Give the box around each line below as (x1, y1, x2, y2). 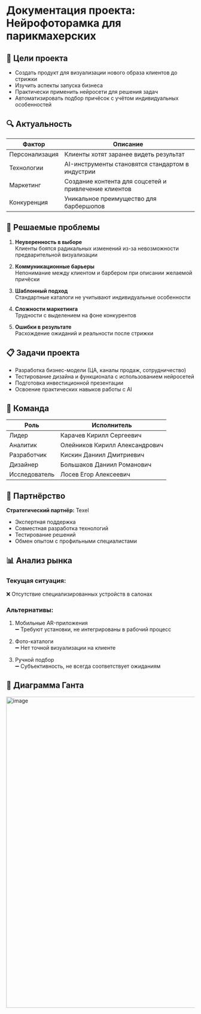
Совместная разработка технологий (14, 525, 109, 532)
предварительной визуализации (14, 251, 98, 258)
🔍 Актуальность (6, 119, 72, 129)
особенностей (14, 101, 52, 108)
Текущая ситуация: (6, 576, 66, 585)
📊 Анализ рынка (6, 555, 73, 566)
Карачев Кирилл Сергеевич (60, 431, 142, 439)
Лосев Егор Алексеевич (60, 470, 130, 478)
